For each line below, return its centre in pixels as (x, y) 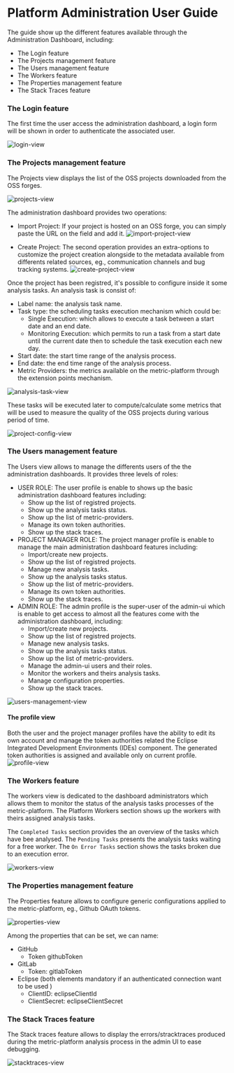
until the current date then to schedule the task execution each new (125, 341)
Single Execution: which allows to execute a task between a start (121, 319)
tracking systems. (43, 269)
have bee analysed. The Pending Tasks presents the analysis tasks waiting (114, 839)
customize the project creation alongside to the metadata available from (121, 254)
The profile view (31, 717)
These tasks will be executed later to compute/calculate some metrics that (114, 405)
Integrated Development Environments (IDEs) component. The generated (112, 748)
